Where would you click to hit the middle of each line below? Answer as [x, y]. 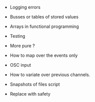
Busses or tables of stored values [44, 17]
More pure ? [22, 46]
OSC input [20, 65]
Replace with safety [30, 94]
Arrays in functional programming [44, 26]
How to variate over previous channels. [50, 75]
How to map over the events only [44, 55]
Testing [18, 36]
